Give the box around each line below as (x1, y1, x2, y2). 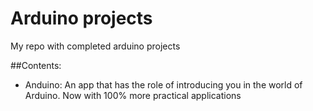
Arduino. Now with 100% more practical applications (24, 89, 242, 101)
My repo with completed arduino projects (10, 40, 181, 52)
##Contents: (10, 59, 62, 71)
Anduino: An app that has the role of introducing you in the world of (24, 78, 303, 91)
